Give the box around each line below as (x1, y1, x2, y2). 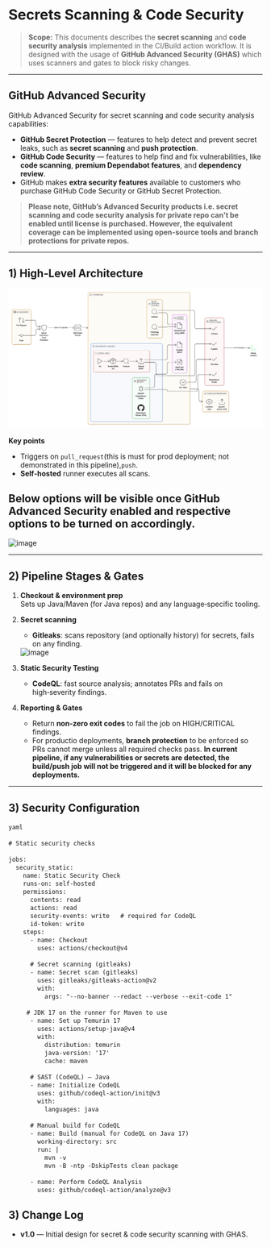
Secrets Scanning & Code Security (8, 6, 244, 24)
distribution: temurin (44, 1041, 121, 1050)
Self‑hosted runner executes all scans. (19, 468, 151, 478)
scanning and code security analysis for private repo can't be (27, 210, 240, 219)
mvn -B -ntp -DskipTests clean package (44, 1162, 179, 1170)
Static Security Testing (19, 663, 99, 673)
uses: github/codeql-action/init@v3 (37, 1090, 161, 1098)
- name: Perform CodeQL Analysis (29, 1178, 143, 1187)
